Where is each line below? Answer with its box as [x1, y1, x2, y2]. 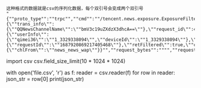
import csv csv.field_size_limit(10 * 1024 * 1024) [6, 58, 126, 64]
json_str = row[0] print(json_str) [6, 76, 84, 82]
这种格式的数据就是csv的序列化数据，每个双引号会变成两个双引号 [6, 5, 144, 11]
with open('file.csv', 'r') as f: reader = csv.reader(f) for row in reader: [6, 69, 175, 76]
